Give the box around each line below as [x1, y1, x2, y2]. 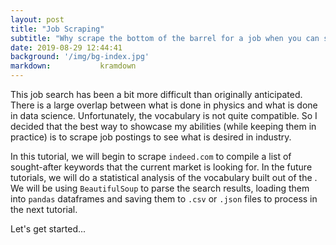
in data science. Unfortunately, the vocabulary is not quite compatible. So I [10, 110, 318, 121]
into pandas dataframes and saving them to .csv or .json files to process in [10, 193, 318, 205]
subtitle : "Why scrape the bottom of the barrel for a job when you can [10, 33, 320, 43]
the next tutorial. [10, 204, 78, 215]
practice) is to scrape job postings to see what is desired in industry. [10, 131, 292, 143]
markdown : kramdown [10, 61, 137, 71]
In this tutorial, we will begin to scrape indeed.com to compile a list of [10, 151, 292, 162]
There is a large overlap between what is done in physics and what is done [10, 99, 318, 111]
